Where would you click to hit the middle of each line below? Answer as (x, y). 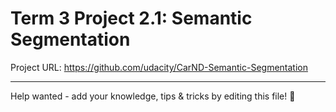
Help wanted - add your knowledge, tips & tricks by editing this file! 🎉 (153, 96)
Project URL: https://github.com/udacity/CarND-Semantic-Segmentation (159, 67)
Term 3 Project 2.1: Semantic (131, 18)
